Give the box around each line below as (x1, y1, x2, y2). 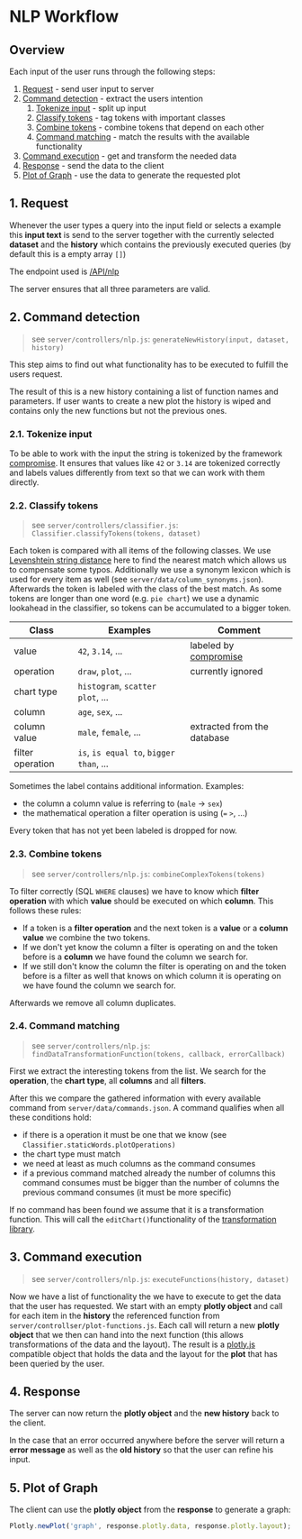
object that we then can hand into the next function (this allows (9, 1329, 244, 1340)
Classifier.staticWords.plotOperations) (22, 1141, 176, 1150)
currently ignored (190, 665, 263, 678)
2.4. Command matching (9, 1020, 120, 1032)
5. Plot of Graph (9, 1480, 99, 1496)
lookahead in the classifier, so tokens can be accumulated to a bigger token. (9, 602, 292, 614)
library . (9, 1223, 36, 1234)
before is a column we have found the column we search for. (22, 951, 249, 962)
